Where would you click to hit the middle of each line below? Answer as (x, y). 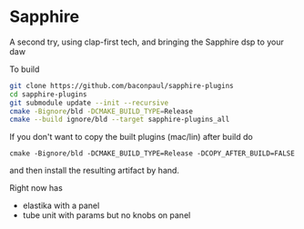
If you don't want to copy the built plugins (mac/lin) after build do (131, 137)
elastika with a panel (61, 205)
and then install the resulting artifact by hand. (95, 171)
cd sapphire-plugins (49, 94)
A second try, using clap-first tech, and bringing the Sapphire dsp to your (147, 42)
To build (25, 69)
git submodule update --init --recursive (89, 103)
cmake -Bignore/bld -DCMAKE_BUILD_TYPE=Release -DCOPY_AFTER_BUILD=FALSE (152, 154)
